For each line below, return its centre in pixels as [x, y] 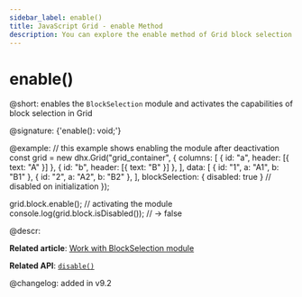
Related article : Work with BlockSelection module [102, 248]
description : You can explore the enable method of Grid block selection [151, 34]
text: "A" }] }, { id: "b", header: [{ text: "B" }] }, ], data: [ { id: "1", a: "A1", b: [144, 167]
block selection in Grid [51, 113]
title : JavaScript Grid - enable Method [87, 26]
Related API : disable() [52, 265]
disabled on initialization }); [59, 186]
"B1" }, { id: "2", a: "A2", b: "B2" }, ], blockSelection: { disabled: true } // [141, 177]
